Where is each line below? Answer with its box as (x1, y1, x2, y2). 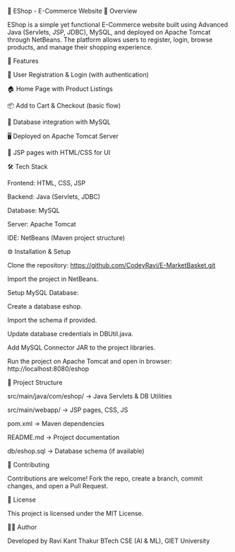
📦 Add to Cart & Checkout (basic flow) (7, 101, 121, 110)
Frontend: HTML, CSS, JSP (7, 179, 86, 187)
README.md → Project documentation (7, 433, 120, 442)
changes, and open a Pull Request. (7, 482, 109, 490)
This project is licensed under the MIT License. (7, 510, 144, 517)
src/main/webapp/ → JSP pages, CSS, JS (7, 406, 128, 414)
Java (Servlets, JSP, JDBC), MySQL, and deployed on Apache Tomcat (7, 28, 211, 36)
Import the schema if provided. (7, 316, 97, 324)
